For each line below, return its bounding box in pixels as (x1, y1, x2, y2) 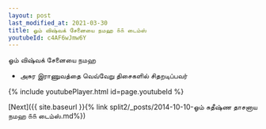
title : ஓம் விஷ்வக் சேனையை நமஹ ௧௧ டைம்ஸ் (8, 26, 147, 34)
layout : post (8, 11, 51, 20)
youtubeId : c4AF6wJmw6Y (8, 33, 87, 42)
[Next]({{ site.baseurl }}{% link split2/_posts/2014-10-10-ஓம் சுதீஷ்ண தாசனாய (8, 102, 258, 112)
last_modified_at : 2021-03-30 (8, 19, 108, 27)
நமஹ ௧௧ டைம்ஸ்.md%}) (8, 112, 86, 121)
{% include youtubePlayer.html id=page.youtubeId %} (8, 87, 184, 97)
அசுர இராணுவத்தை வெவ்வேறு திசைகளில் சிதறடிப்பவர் (19, 71, 188, 81)
